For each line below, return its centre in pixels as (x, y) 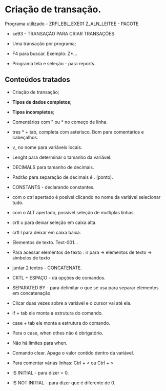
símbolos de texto (31, 257)
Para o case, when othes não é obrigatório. (58, 333)
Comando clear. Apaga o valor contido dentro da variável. (73, 352)
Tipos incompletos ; (33, 112)
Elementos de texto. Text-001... (45, 242)
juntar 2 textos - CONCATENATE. (47, 268)
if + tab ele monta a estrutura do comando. (57, 313)
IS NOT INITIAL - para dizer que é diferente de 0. (64, 383)
